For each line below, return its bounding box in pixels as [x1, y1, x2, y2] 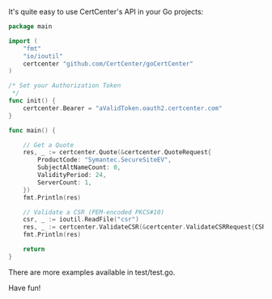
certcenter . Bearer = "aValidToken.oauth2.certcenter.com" [23, 104, 223, 112]
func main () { [8, 126, 57, 134]
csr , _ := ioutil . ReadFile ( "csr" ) [23, 216, 139, 224]
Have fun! [8, 283, 41, 293]
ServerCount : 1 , [37, 178, 92, 187]
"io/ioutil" [23, 52, 63, 60]
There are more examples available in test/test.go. [8, 267, 176, 277]
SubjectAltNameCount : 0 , [37, 163, 121, 172]
